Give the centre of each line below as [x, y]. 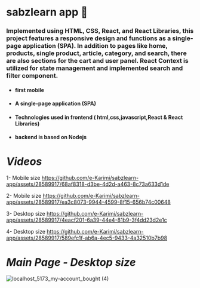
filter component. [32, 76]
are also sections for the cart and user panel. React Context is [98, 61]
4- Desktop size [26, 232]
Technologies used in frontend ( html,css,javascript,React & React [99, 117]
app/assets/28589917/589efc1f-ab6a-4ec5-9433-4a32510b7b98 [87, 238]
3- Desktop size [26, 214]
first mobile [30, 90]
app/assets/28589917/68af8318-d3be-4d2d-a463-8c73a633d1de [88, 184]
